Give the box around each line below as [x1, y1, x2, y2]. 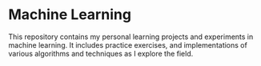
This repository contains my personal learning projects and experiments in [8, 32, 254, 41]
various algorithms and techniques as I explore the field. [8, 49, 194, 58]
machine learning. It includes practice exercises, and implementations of [8, 40, 248, 49]
